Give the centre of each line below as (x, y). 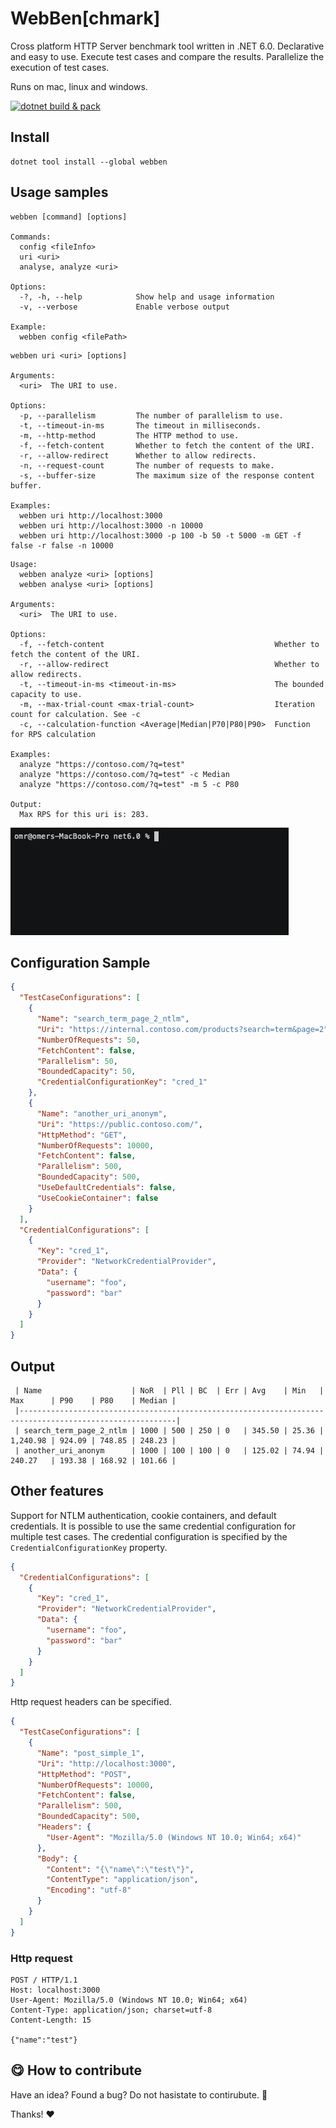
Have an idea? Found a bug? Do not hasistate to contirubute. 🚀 (139, 2094)
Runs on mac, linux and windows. (79, 86)
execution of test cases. (60, 67)
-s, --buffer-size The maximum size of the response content (167, 475)
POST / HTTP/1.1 (44, 1980)
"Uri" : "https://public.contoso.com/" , (119, 1124)
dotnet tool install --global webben (89, 162)
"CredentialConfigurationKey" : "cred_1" (122, 1082)
